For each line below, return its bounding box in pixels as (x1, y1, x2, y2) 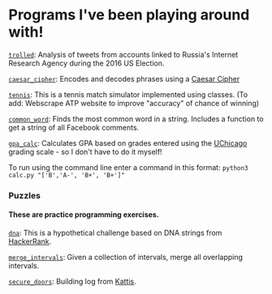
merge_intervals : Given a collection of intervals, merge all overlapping (8, 253, 244, 262)
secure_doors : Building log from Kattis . (8, 277, 136, 287)
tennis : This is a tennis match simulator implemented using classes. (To (8, 89, 248, 99)
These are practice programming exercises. (8, 210, 160, 219)
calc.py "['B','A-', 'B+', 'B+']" (8, 171, 126, 179)
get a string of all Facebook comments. (8, 122, 140, 132)
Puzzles (8, 190, 41, 201)
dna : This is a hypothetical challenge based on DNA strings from (8, 228, 222, 238)
